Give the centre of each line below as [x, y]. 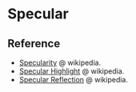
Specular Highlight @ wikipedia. [72, 71]
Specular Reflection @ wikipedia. [74, 80]
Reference [34, 44]
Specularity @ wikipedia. [60, 62]
